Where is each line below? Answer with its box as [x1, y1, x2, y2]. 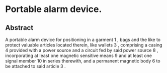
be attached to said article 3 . [5, 63, 66, 69]
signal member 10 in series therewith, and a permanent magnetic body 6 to [5, 58, 160, 63]
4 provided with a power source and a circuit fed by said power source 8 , [5, 47, 158, 53]
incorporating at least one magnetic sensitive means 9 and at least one [5, 52, 152, 58]
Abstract [5, 23, 34, 32]
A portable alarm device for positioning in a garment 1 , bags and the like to [5, 36, 161, 42]
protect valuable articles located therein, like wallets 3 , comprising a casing [5, 42, 162, 48]
